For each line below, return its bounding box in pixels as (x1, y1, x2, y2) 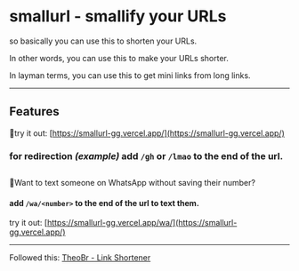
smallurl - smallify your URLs (9, 6, 227, 27)
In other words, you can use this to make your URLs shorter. (9, 52, 230, 63)
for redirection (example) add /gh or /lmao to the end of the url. (9, 149, 283, 162)
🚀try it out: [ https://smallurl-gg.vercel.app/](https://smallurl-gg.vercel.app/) (9, 127, 285, 139)
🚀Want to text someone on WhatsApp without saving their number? (9, 178, 256, 188)
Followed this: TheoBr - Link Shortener (9, 252, 151, 263)
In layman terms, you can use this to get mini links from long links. (9, 69, 251, 81)
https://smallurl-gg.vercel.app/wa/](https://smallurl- (47, 218, 238, 228)
